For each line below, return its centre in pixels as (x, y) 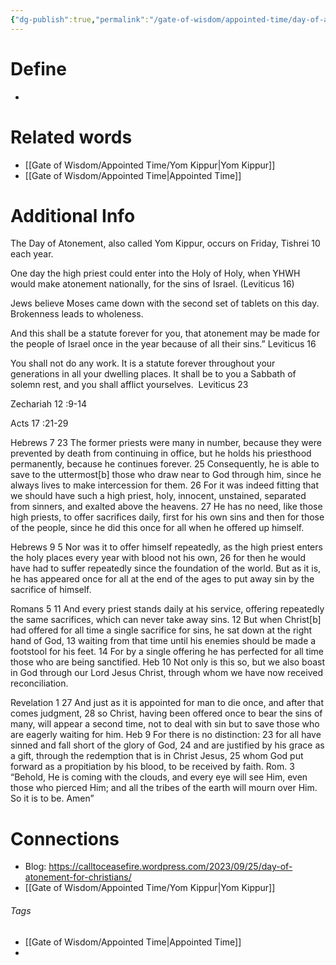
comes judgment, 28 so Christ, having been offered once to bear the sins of (166, 713)
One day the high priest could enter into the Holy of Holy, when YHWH (155, 273)
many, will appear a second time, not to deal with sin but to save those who (165, 724)
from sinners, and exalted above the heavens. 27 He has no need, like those (166, 507)
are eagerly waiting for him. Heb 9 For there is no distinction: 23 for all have (166, 735)
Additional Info (73, 215)
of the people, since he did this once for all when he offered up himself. (157, 528)
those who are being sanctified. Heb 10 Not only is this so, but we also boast (168, 662)
